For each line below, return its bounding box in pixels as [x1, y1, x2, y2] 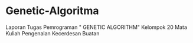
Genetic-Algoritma [5, 4, 99, 18]
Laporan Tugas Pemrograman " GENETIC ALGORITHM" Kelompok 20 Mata [5, 24, 187, 31]
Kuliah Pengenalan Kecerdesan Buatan [5, 29, 100, 37]
